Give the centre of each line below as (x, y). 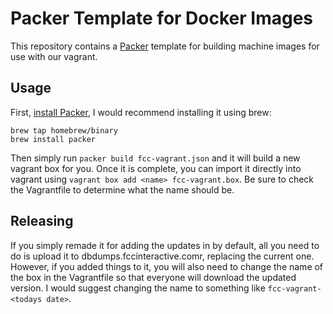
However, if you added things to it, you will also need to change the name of (167, 266)
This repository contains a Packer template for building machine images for (165, 46)
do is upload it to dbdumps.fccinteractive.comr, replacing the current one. (162, 256)
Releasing (42, 221)
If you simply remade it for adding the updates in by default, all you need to (165, 245)
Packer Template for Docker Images (162, 18)
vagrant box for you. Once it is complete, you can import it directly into (156, 168)
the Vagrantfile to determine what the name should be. (122, 189)
